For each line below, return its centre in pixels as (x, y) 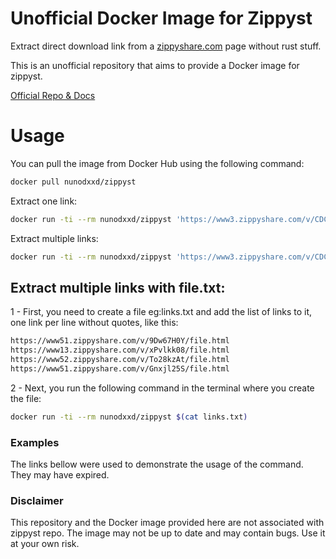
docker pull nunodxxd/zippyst (73, 182)
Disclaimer (37, 500)
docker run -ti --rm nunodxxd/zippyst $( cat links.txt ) (129, 417)
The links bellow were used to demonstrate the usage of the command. (157, 464)
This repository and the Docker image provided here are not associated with (167, 523)
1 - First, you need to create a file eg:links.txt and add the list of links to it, (161, 312)
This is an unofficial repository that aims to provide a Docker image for (155, 65)
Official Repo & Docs (53, 95)
